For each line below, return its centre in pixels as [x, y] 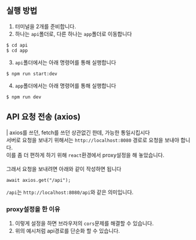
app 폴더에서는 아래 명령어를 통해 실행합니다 [65, 85]
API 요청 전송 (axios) [43, 117]
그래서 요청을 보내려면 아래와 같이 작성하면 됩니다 [64, 169]
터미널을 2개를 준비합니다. [45, 26]
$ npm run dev [24, 97]
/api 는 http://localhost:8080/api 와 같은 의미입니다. [70, 192]
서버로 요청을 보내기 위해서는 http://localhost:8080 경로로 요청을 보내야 [93, 140]
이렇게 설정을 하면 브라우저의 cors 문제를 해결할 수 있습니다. [84, 223]
